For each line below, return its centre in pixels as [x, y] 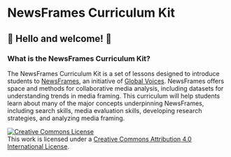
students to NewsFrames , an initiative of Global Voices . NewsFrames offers [116, 81]
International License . [38, 146]
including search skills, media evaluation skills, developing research [105, 110]
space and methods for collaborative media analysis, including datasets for [115, 88]
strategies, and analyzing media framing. [66, 118]
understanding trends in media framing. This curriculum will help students [114, 96]
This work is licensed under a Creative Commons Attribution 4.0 [100, 139]
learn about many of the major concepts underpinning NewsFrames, [106, 103]
